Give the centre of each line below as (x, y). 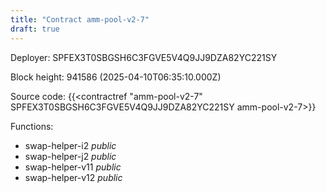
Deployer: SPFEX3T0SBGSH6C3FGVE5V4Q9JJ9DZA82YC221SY (144, 57)
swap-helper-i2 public (70, 145)
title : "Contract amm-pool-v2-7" (80, 19)
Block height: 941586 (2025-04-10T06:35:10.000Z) (116, 77)
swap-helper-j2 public (70, 156)
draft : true (35, 29)
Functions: (32, 126)
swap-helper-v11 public (73, 167)
